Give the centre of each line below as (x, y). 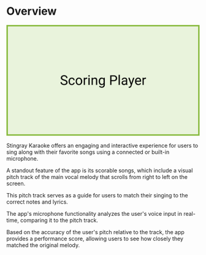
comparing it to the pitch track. (59, 220)
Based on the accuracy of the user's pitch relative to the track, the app (96, 232)
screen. (16, 184)
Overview (32, 11)
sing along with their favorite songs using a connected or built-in (88, 152)
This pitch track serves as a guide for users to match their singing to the (97, 196)
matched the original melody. (43, 245)
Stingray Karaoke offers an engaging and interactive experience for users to (102, 146)
